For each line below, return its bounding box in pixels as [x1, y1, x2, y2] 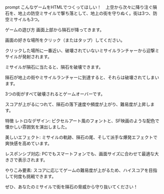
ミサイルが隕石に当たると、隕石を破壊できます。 [5, 64, 104, 70]
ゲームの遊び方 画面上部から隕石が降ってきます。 [5, 27, 104, 33]
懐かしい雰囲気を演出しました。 [5, 124, 70, 129]
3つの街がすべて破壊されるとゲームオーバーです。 [5, 91, 105, 97]
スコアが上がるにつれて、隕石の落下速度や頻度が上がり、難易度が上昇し [5, 102, 151, 107]
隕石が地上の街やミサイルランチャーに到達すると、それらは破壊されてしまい [5, 75, 159, 80]
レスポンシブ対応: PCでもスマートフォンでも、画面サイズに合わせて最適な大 [5, 151, 159, 156]
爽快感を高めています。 [5, 141, 52, 146]
